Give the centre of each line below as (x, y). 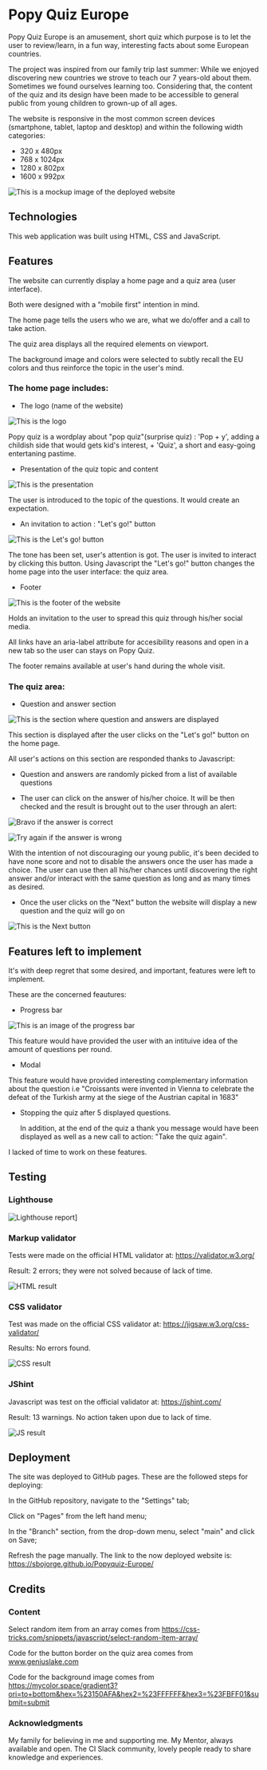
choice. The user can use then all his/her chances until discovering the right (133, 870)
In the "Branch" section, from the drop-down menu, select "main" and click (132, 1532)
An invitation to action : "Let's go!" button (88, 523)
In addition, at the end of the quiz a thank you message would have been (139, 1128)
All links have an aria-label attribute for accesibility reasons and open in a (129, 642)
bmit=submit (29, 1703)
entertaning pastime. (42, 453)
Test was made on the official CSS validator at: (85, 1324)
